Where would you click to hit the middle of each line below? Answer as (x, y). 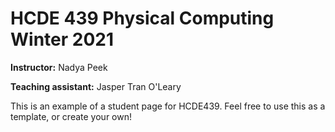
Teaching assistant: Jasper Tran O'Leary (96, 86)
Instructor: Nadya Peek (59, 67)
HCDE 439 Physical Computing (142, 18)
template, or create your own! (71, 116)
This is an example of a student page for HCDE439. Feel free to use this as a (168, 106)
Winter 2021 (62, 39)
